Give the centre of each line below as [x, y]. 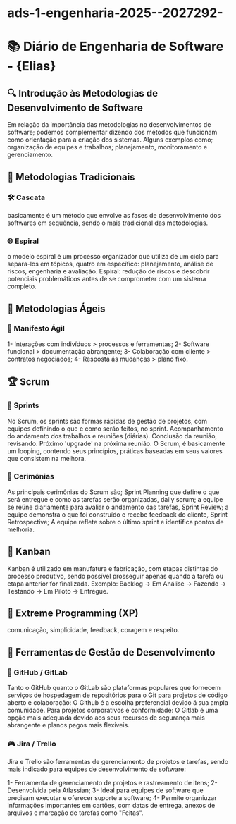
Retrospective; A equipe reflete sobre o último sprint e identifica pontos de [116, 522]
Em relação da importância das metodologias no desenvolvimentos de [109, 125]
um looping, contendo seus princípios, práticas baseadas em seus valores [115, 451]
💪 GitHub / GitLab [37, 672]
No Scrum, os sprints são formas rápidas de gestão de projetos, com [107, 421]
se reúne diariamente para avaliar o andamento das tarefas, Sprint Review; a [118, 507]
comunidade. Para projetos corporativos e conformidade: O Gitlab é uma [113, 711]
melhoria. [21, 529]
